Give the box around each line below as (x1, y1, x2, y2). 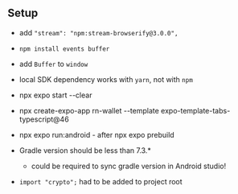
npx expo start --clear (18, 90, 92, 100)
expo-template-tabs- (161, 105, 231, 115)
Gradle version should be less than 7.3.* (18, 145, 152, 155)
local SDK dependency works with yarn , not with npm (18, 74, 194, 84)
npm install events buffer (18, 44, 110, 53)
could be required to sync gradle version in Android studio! (31, 161, 227, 171)
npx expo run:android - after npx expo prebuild (18, 130, 174, 139)
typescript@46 (18, 114, 69, 124)
